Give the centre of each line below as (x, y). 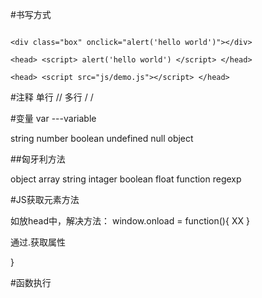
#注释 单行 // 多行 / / (52, 97)
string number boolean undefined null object (102, 138)
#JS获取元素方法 (45, 199)
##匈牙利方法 (38, 159)
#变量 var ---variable (53, 118)
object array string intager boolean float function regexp (126, 179)
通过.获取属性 (38, 242)
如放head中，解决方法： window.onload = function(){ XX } (130, 221)
